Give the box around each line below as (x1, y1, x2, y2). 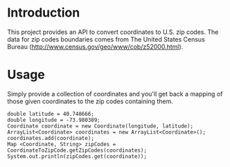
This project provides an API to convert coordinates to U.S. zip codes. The (7, 28, 219, 36)
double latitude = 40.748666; (7, 110, 95, 117)
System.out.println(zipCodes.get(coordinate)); (7, 152, 148, 160)
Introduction (7, 5, 80, 21)
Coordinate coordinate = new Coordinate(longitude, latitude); (7, 123, 194, 130)
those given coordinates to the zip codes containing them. (7, 97, 173, 105)
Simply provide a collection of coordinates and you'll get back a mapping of (7, 89, 223, 98)
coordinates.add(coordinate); (7, 134, 95, 141)
